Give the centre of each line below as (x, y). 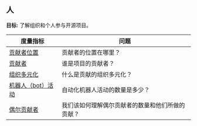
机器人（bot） (28, 85)
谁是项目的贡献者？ (88, 63)
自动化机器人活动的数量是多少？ (106, 90)
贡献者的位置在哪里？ (91, 52)
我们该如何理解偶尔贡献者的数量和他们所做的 (123, 105)
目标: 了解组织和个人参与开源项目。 (49, 25)
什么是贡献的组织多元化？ (97, 74)
